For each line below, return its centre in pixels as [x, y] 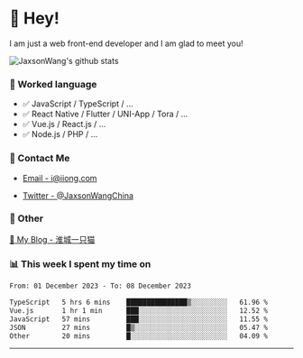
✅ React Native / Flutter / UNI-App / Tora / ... [105, 114]
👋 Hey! [35, 18]
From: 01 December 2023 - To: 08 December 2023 [101, 286]
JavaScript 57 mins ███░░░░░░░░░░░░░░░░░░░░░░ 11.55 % [139, 319]
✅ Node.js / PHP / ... [60, 134]
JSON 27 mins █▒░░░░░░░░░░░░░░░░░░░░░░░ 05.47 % [139, 327]
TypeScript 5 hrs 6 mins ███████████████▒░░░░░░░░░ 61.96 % [139, 302]
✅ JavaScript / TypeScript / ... [78, 104]
